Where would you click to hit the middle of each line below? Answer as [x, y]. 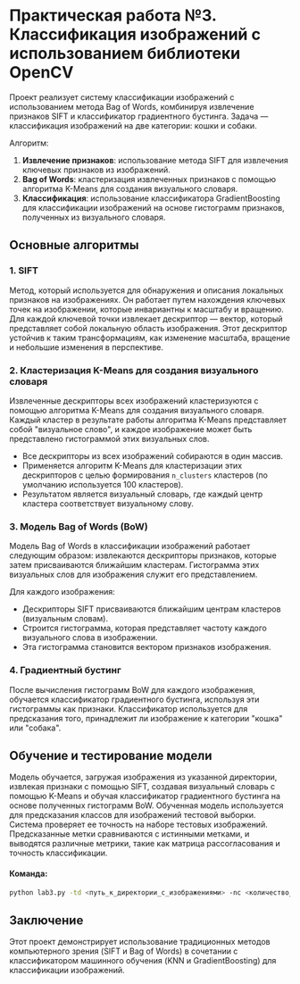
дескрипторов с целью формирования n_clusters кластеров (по [145, 475]
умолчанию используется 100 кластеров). [103, 484]
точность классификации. [58, 853]
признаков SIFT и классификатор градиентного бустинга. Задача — [139, 116]
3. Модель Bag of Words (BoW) [79, 526]
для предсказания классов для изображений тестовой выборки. [133, 815]
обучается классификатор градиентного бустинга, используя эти [134, 699]
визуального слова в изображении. [90, 638]
